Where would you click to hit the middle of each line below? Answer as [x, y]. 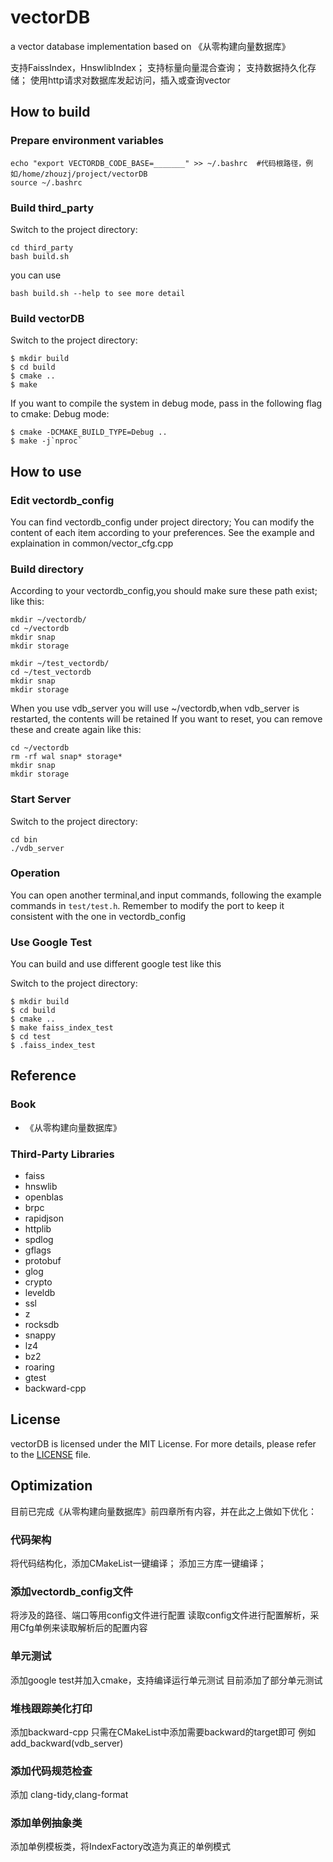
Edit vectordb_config [62, 500]
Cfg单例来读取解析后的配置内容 [83, 1628]
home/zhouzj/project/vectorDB [85, 174]
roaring [39, 1367]
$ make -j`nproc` [46, 441]
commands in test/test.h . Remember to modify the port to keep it [147, 905]
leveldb [40, 1293]
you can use [36, 275]
